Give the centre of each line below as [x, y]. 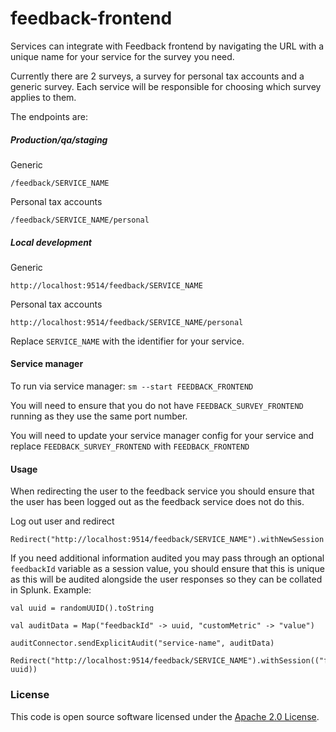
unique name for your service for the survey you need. [122, 56]
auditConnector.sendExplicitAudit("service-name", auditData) [142, 643]
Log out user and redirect [62, 521]
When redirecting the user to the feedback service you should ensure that [162, 491]
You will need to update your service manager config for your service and [162, 436]
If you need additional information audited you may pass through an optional [167, 558]
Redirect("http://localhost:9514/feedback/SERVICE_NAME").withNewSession [167, 540]
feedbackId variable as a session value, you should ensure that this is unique [167, 569]
